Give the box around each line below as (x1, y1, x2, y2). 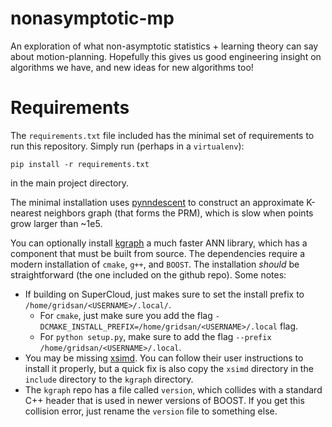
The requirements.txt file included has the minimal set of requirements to (10, 129, 315, 141)
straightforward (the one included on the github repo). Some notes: (10, 268, 287, 281)
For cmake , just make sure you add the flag (39, 309, 213, 321)
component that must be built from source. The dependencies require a (10, 247, 306, 259)
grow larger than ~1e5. (10, 217, 103, 229)
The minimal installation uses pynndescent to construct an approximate (10, 196, 305, 208)
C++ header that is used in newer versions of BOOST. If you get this (24, 394, 305, 406)
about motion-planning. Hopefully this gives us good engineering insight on (10, 50, 322, 62)
